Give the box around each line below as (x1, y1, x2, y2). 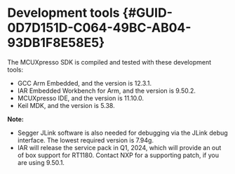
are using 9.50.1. (17, 158, 65, 166)
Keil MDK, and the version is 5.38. (17, 101, 116, 109)
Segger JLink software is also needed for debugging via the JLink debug (17, 128, 228, 137)
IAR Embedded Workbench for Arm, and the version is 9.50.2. (17, 86, 196, 95)
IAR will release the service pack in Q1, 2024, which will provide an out (17, 143, 222, 152)
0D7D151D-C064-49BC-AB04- (7, 20, 192, 36)
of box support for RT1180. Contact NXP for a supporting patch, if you (17, 151, 220, 159)
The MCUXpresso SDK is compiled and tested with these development (7, 58, 212, 66)
